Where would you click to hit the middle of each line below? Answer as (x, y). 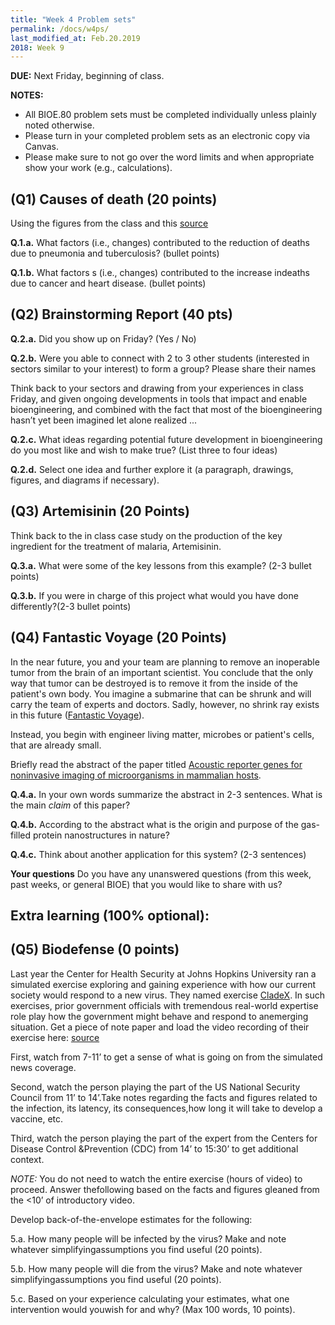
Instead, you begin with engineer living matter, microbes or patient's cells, (162, 734)
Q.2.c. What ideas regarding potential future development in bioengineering (166, 439)
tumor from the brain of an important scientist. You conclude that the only (162, 672)
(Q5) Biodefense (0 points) (95, 949)
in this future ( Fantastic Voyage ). (77, 715)
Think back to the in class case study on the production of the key (146, 535)
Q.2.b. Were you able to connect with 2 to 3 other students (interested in (160, 358)
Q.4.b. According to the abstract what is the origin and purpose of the (154, 824)
